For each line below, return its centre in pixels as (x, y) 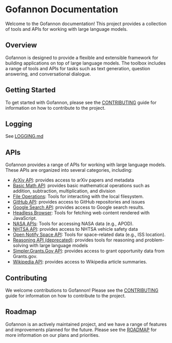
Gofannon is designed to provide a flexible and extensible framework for (82, 57)
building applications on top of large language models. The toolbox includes (85, 63)
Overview (21, 45)
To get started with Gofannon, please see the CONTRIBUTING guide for (81, 102)
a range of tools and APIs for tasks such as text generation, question (78, 68)
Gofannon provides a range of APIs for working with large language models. (86, 165)
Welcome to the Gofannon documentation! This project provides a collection (86, 24)
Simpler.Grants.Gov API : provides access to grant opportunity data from (89, 251)
